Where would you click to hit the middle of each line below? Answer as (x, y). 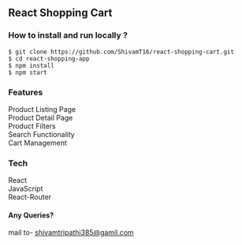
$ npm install (32, 65)
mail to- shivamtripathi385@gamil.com (71, 232)
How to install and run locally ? (68, 35)
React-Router (30, 197)
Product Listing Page (42, 109)
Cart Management (37, 143)
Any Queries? (31, 215)
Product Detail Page (41, 117)
